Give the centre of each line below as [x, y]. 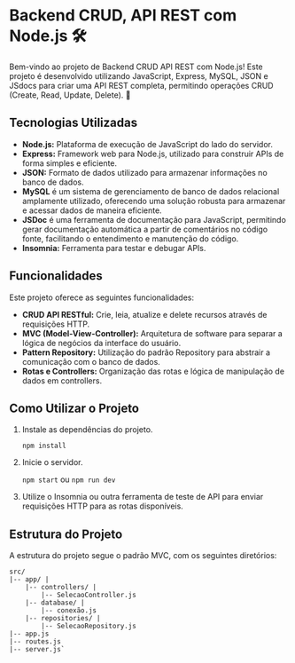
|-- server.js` [37, 650]
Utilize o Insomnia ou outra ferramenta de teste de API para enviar [143, 497]
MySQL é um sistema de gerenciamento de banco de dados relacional [151, 191]
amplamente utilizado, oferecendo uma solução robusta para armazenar [154, 201]
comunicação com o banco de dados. [91, 361]
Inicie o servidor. [52, 462]
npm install [44, 446]
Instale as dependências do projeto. [87, 430]
